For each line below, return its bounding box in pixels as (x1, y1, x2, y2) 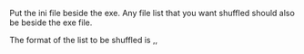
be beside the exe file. (9, 17, 93, 28)
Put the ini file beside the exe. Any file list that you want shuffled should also (9, 8, 296, 18)
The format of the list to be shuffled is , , (9, 35, 157, 45)
